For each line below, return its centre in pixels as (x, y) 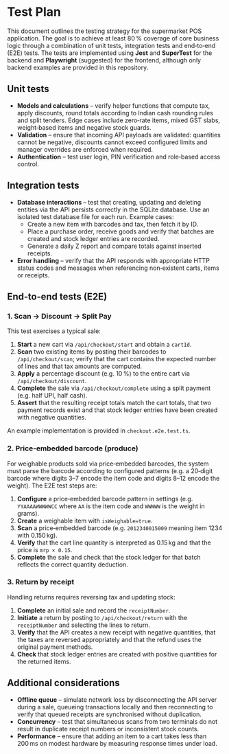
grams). (28, 513)
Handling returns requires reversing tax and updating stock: (92, 597)
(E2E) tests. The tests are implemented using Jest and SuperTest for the (110, 53)
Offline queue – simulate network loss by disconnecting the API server (117, 699)
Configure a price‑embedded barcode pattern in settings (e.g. (105, 499)
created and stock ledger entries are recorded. (93, 238)
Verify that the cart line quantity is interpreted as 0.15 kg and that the (114, 542)
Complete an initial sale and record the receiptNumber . (94, 610)
